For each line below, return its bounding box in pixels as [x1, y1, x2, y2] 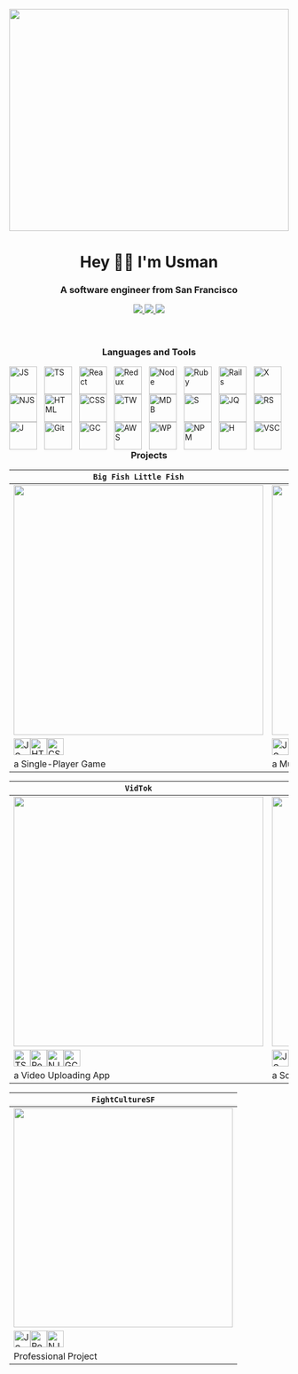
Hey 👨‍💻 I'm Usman [79, 252, 219, 273]
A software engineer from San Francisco [60, 284, 238, 297]
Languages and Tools [101, 345, 197, 358]
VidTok [124, 783, 153, 794]
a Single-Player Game [13, 758, 106, 770]
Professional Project [13, 1350, 98, 1362]
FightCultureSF [91, 1095, 155, 1105]
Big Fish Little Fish [92, 472, 184, 482]
